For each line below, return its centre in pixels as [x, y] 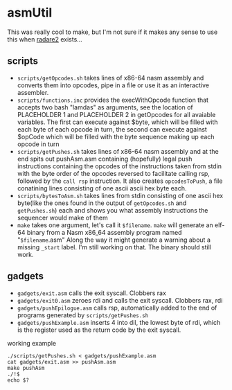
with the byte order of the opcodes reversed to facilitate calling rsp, [113, 173]
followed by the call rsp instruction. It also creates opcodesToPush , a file [120, 181]
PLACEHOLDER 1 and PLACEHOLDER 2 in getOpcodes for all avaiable [116, 114]
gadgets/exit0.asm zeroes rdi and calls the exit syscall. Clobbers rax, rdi [120, 300]
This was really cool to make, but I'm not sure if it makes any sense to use [113, 32]
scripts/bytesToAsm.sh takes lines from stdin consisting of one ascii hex [120, 195]
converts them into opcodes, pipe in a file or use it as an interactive [113, 85]
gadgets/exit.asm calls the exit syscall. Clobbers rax [91, 293]
